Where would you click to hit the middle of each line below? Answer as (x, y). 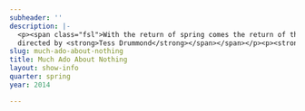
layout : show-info (44, 69)
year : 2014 (30, 85)
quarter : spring (40, 77)
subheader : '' (36, 18)
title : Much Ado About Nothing (69, 60)
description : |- (40, 26)
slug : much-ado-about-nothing (67, 51)
